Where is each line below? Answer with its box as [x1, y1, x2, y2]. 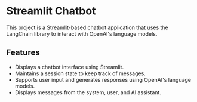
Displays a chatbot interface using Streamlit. [14, 63, 124, 70]
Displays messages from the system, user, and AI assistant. [14, 88, 161, 96]
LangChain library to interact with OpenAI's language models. [6, 30, 158, 37]
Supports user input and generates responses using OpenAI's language [14, 76, 192, 83]
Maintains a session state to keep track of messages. [14, 70, 146, 77]
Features [6, 48, 40, 58]
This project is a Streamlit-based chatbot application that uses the [6, 24, 168, 31]
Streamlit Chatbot [6, 4, 96, 18]
